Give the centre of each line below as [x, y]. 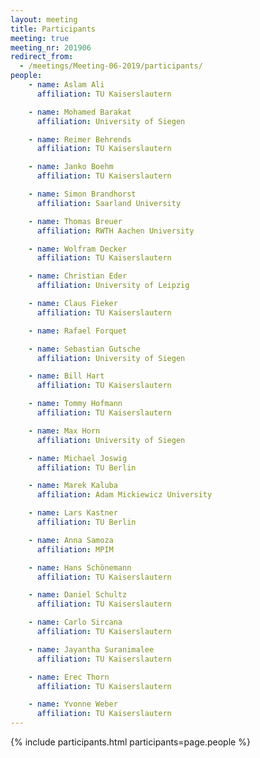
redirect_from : [42, 57]
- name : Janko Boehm [71, 167]
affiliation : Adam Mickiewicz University [124, 495]
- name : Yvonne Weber [73, 704]
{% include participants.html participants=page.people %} [130, 742]
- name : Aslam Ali [66, 85]
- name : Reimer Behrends [80, 139]
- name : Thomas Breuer [75, 221]
